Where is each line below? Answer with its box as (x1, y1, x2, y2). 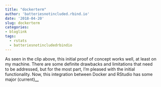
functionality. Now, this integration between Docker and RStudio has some (5, 71, 153, 77)
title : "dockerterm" (5, 7, 47, 12)
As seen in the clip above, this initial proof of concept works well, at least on (5, 56, 157, 62)
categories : (5, 25, 29, 30)
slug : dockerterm (5, 20, 40, 25)
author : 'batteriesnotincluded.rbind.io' (5, 12, 90, 16)
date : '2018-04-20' (5, 16, 44, 21)
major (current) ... (5, 76, 39, 82)
